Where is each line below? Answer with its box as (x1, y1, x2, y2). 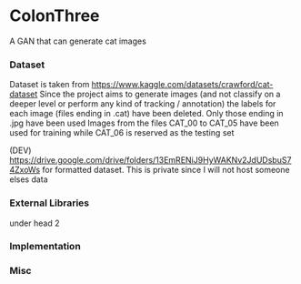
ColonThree (9, 5, 100, 26)
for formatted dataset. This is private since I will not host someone (42, 165, 290, 176)
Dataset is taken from (9, 79, 90, 90)
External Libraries (9, 197, 90, 209)
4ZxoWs (9, 165, 41, 176)
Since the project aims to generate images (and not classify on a (39, 88, 281, 100)
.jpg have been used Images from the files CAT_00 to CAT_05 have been (9, 117, 279, 128)
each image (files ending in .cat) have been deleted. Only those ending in (9, 108, 284, 119)
